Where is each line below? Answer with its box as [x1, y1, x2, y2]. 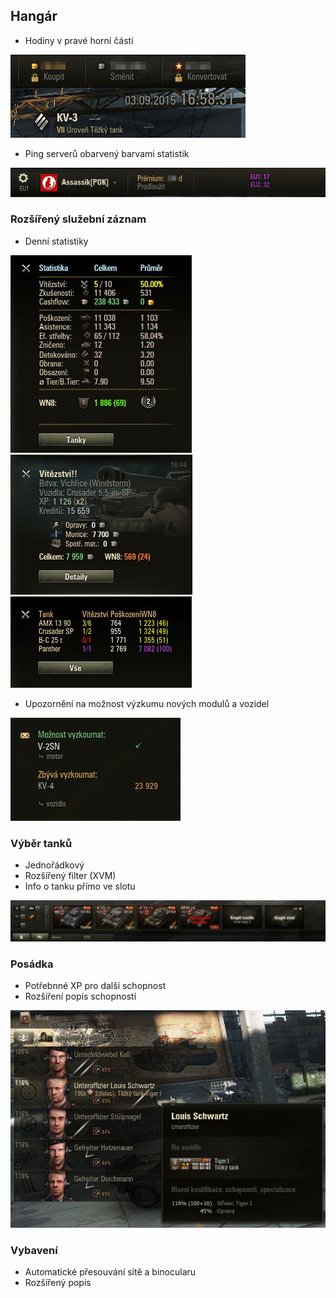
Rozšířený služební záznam [10, 212, 147, 226]
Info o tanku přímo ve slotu [24, 880, 136, 893]
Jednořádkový [24, 859, 85, 871]
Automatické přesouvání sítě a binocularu [24, 1266, 197, 1278]
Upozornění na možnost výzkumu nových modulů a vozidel [24, 697, 270, 709]
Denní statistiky [24, 235, 89, 247]
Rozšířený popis [24, 1277, 92, 1289]
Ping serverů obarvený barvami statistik [24, 147, 190, 159]
